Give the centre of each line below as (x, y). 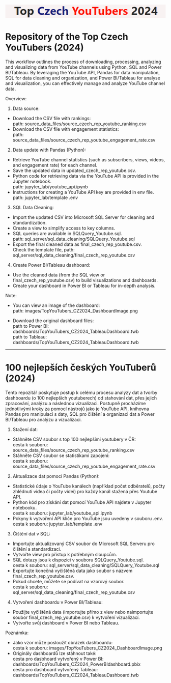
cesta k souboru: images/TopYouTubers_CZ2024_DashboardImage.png (88, 648)
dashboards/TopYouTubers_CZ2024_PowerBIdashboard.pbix (77, 664)
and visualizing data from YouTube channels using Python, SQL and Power (83, 67)
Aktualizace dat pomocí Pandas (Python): (56, 476)
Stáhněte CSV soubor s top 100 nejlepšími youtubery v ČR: (74, 439)
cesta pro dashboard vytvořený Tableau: (55, 670)
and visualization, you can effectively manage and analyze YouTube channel (85, 83)
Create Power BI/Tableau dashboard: (51, 265)
